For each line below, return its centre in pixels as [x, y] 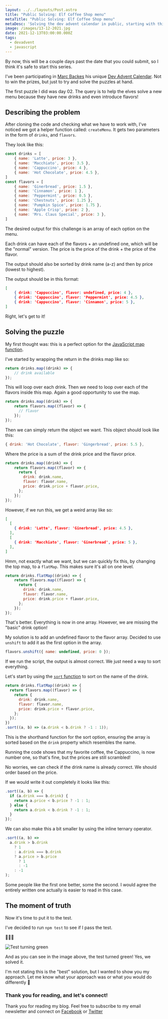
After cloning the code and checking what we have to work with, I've [76, 124]
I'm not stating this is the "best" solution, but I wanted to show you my [77, 971]
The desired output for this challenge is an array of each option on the [77, 229]
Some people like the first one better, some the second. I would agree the [81, 885]
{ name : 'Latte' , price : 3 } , [46, 159]
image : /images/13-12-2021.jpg [38, 29]
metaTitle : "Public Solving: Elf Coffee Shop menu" [60, 19]
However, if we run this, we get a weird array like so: [59, 510]
